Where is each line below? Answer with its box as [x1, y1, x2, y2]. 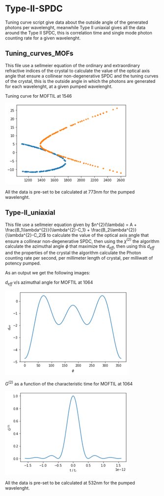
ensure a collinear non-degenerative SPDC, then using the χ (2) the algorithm [5, 237, 160, 244]
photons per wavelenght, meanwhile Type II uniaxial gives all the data [5, 24, 146, 30]
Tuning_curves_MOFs [5, 49, 74, 58]
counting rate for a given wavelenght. [5, 35, 81, 41]
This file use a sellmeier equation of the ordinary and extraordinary [5, 62, 140, 68]
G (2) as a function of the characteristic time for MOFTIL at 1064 [5, 380, 133, 386]
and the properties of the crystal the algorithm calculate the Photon [5, 250, 141, 256]
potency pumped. [5, 260, 41, 267]
